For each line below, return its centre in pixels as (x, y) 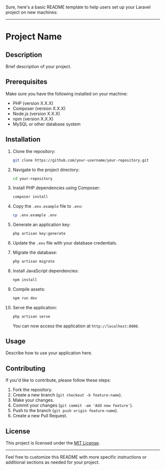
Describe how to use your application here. (49, 353)
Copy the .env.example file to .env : (47, 206)
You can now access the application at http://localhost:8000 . (76, 326)
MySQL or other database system (47, 124)
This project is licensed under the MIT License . (53, 443)
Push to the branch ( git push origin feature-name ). (65, 411)
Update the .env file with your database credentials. (65, 243)
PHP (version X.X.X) (33, 103)
